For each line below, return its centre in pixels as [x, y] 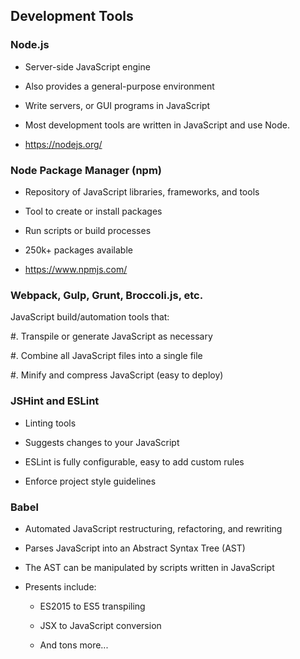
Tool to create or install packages [93, 211]
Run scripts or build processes [88, 230]
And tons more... [74, 645]
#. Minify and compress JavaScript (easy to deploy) [117, 375]
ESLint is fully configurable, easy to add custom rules [134, 461]
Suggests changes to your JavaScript [102, 442]
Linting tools [50, 423]
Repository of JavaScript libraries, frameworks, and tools [142, 191]
